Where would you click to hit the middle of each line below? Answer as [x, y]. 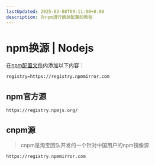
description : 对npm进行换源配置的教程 [49, 17]
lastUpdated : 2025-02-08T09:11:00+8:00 [55, 11]
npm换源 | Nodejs [50, 48]
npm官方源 [26, 96]
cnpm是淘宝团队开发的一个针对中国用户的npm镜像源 [85, 145]
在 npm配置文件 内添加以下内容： [45, 65]
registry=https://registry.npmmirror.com [58, 77]
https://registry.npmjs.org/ [42, 110]
